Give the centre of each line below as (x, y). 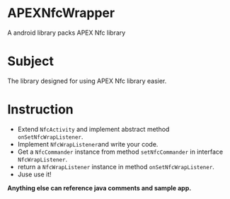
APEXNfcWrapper (61, 13)
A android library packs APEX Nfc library (67, 33)
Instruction (40, 109)
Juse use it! (34, 174)
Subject (31, 61)
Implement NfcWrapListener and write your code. (88, 144)
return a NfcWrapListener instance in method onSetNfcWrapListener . (116, 166)
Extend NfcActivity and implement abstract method (93, 129)
